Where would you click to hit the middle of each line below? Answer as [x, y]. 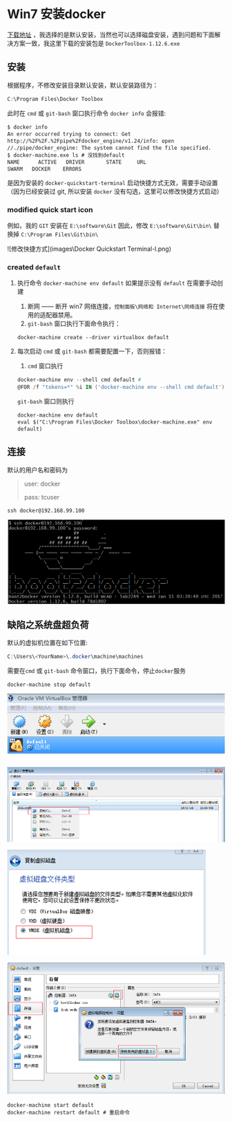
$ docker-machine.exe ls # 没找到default [66, 155]
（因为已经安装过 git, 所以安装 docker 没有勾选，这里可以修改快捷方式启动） [115, 191]
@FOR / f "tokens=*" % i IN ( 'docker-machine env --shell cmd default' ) [121, 388]
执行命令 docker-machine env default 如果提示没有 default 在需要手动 [117, 283]
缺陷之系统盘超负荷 [48, 625]
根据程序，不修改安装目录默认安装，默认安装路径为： [83, 85]
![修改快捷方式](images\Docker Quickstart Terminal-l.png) [89, 249]
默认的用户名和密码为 [37, 470]
